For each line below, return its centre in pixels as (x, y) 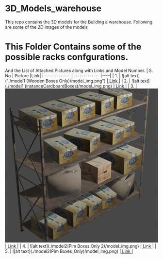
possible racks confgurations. (67, 57)
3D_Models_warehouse (53, 9)
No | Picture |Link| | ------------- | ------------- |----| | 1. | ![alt (67, 75)
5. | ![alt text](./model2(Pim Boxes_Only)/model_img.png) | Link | (69, 251)
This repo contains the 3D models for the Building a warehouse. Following (79, 22)
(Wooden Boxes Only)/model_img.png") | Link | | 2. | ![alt (83, 81)
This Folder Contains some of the (73, 47)
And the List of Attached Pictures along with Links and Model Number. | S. (79, 70)
